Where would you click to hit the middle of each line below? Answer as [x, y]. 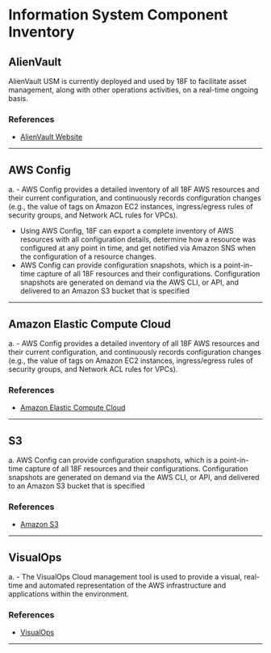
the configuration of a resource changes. [88, 257]
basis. [18, 98]
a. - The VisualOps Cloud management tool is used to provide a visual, [125, 577]
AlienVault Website [51, 137]
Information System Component [118, 15]
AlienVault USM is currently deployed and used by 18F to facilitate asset [128, 81]
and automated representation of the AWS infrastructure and [125, 586]
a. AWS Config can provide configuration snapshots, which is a [113, 460]
